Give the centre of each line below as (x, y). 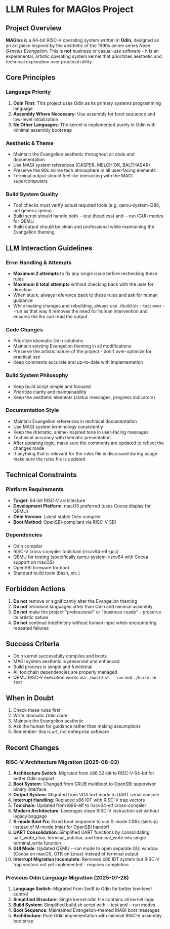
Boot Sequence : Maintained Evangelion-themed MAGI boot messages (86, 910)
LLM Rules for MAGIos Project (70, 9)
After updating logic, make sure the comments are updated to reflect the (88, 443)
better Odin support (34, 778)
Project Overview (34, 28)
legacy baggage (30, 816)
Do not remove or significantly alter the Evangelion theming (75, 601)
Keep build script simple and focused (52, 386)
